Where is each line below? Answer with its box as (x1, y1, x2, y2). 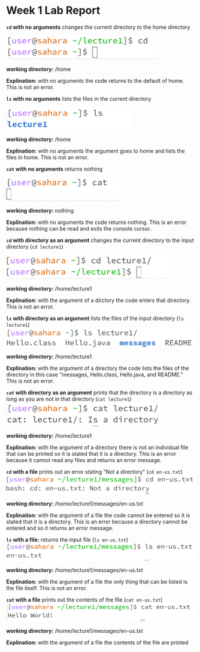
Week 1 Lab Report (6, 4, 101, 17)
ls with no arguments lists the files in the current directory (6, 95, 151, 102)
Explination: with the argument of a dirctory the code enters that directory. (6, 297, 191, 304)
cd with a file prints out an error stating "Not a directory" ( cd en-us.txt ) (6, 468, 183, 475)
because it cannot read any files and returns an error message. (6, 457, 162, 464)
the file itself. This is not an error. (6, 584, 87, 591)
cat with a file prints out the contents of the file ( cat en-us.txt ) (6, 596, 163, 603)
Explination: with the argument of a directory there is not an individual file (6, 444, 189, 451)
